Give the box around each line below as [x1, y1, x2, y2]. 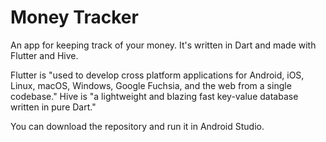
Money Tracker [10, 6, 139, 29]
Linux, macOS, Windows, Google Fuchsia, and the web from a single [10, 79, 292, 91]
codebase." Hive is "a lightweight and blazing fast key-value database [10, 90, 299, 102]
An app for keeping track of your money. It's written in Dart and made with [10, 39, 317, 51]
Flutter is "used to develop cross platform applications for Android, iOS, [10, 69, 305, 81]
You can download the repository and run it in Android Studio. [10, 120, 265, 132]
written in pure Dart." [10, 101, 97, 113]
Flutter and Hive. [10, 49, 79, 61]
